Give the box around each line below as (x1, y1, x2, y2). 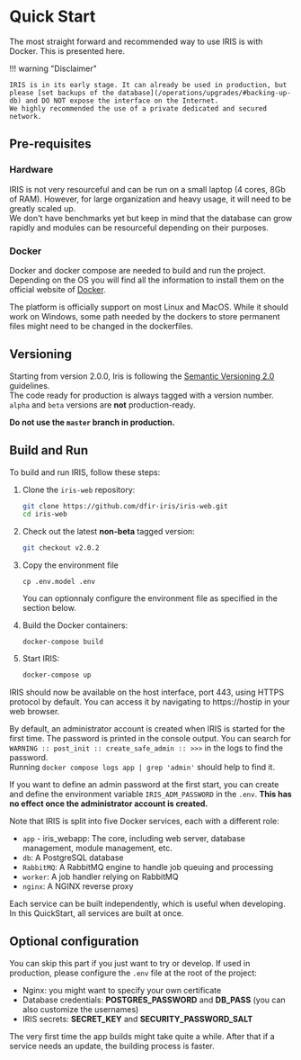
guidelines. (9, 380, 50, 391)
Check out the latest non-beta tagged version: (22, 526, 195, 537)
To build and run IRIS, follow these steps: (9, 466, 161, 478)
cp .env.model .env (22, 578, 96, 587)
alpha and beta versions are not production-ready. (9, 399, 196, 410)
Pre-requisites (9, 137, 92, 152)
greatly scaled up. (9, 202, 76, 213)
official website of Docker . (9, 283, 106, 294)
